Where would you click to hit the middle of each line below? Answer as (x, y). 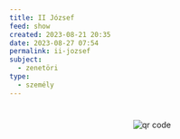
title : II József (42, 18)
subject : (26, 60)
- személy (36, 85)
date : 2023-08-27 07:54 (54, 43)
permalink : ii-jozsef (50, 51)
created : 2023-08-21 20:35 (60, 34)
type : (19, 77)
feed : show (30, 26)
